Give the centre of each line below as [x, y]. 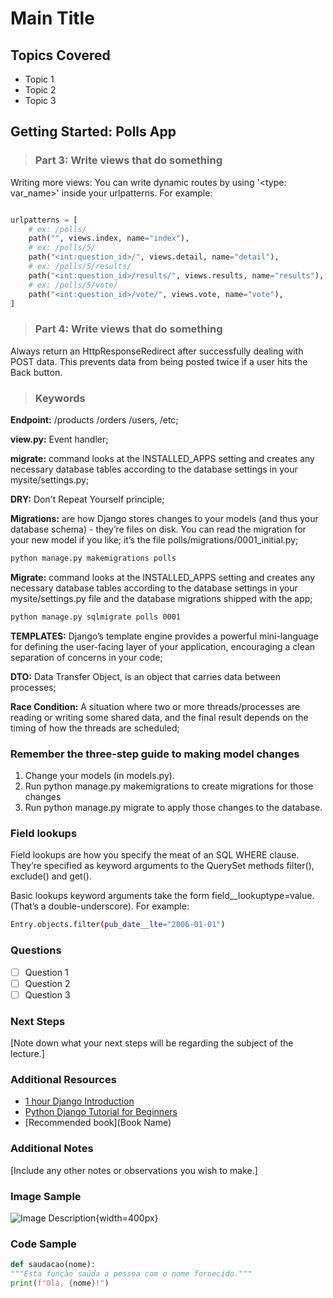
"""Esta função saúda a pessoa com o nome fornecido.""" [131, 1274]
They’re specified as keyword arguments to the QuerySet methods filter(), [162, 866]
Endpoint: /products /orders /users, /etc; [94, 420]
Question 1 [46, 972]
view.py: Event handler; [59, 439]
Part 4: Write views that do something [128, 329]
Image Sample [46, 1196]
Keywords [60, 398]
